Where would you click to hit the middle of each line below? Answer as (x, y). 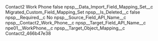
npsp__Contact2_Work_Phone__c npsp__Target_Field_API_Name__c (76, 23)
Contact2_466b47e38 (28, 33)
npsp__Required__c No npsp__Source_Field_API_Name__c (66, 17)
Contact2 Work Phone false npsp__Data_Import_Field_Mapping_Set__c (79, 7)
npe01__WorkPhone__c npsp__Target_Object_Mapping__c (65, 28)
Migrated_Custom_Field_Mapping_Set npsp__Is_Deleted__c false (73, 12)
